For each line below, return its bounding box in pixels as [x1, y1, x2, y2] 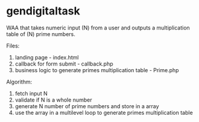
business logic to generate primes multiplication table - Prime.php [14, 66, 179, 73]
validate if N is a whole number [14, 96, 92, 103]
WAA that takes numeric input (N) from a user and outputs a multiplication [6, 24, 190, 31]
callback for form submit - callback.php [14, 60, 113, 67]
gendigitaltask [6, 4, 80, 18]
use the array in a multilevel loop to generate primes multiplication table [14, 109, 193, 116]
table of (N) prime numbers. [6, 30, 75, 37]
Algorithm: [6, 78, 32, 85]
